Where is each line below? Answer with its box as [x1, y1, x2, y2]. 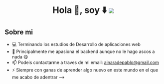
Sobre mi [4, 27, 33, 36]
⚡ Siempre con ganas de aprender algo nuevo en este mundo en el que [11, 67, 158, 73]
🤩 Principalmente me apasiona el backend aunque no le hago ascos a [11, 48, 155, 54]
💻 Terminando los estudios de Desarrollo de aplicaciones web [11, 41, 141, 47]
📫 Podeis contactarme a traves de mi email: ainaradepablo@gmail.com [11, 59, 159, 65]
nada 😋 [11, 54, 28, 59]
